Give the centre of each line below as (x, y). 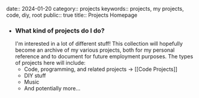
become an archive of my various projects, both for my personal (95, 50)
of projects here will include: (50, 63)
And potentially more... (52, 88)
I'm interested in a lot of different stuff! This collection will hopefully (99, 44)
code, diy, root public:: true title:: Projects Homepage (72, 15)
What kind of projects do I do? (60, 31)
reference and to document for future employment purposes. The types (104, 57)
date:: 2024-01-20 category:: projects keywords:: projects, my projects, (95, 9)
